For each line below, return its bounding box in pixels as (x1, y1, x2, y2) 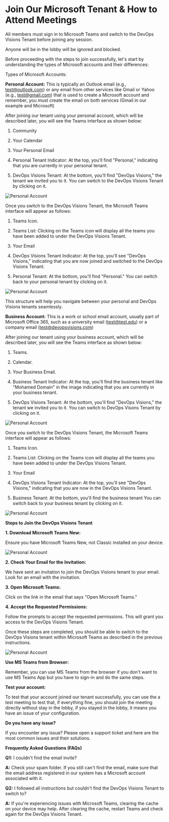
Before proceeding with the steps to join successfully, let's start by (5, 56, 144, 62)
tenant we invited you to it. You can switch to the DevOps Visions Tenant (12, 177, 163, 183)
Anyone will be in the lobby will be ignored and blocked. (5, 46, 122, 52)
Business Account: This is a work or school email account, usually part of (5, 313, 159, 320)
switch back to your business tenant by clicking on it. (12, 500, 123, 506)
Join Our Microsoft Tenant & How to (5, 4, 157, 15)
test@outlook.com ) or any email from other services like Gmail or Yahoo (5, 86, 155, 92)
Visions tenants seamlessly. (5, 303, 63, 309)
